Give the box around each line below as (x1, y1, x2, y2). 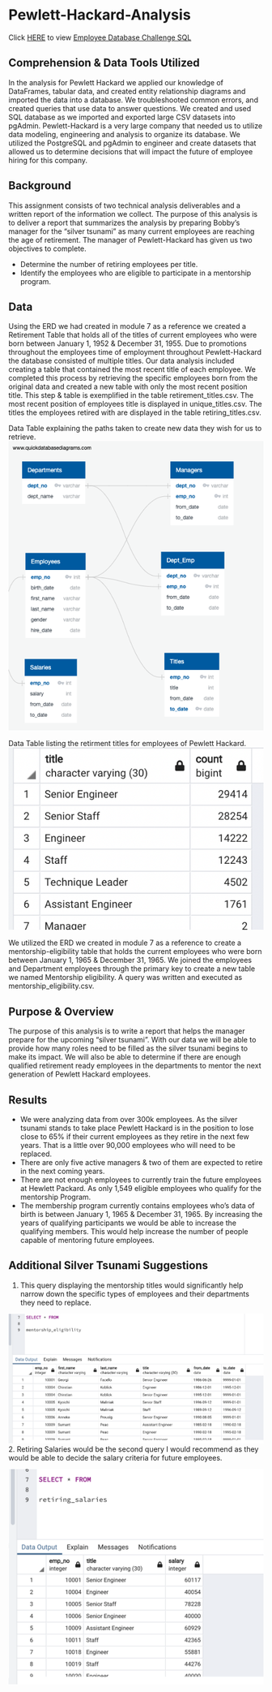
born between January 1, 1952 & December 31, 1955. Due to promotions (8, 339, 247, 348)
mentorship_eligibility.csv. (8, 981, 95, 991)
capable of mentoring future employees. (19, 1236, 155, 1245)
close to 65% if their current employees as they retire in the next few (19, 1132, 249, 1142)
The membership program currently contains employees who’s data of (19, 1201, 255, 1211)
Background (8, 179, 71, 192)
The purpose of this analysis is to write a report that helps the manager (8, 1026, 245, 1036)
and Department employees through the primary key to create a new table (8, 964, 256, 973)
